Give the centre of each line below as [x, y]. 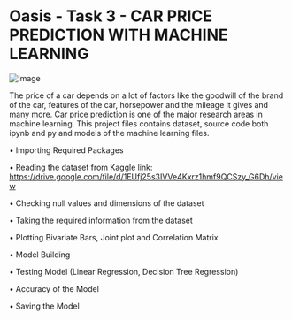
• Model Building [40, 255]
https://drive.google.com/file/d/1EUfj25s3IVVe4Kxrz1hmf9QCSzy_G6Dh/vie [146, 176]
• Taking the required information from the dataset [101, 220]
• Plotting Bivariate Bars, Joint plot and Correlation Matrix [114, 237]
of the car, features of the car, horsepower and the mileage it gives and [138, 104]
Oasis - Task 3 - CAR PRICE [111, 16]
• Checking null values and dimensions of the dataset [107, 203]
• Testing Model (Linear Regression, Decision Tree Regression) [124, 271]
